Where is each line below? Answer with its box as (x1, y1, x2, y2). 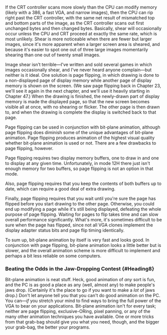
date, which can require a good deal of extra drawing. (5, 186, 116, 191)
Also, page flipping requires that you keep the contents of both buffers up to (5, 180, 162, 186)
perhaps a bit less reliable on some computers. (5, 253, 102, 259)
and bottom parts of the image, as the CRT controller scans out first (5, 20, 144, 26)
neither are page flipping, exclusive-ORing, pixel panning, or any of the (5, 309, 151, 315)
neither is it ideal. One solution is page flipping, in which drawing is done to (5, 72, 160, 78)
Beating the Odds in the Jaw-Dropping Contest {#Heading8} (5, 265, 155, 272)
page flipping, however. (5, 146, 54, 151)
